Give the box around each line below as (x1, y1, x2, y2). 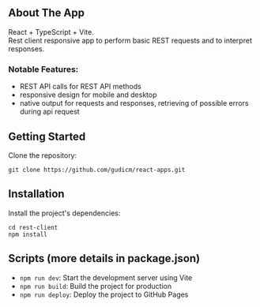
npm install (8, 230, 47, 238)
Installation (8, 187, 65, 200)
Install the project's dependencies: (8, 208, 121, 218)
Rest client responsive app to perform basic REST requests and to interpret (8, 36, 253, 45)
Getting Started (8, 129, 86, 143)
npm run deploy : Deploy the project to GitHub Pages (19, 290, 189, 299)
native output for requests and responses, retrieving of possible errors (19, 99, 249, 108)
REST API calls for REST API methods (19, 82, 142, 92)
